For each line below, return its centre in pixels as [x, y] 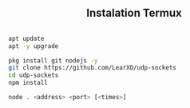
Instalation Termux [134, 13]
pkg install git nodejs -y [53, 60]
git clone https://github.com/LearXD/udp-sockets [93, 68]
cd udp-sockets [34, 75]
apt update [26, 38]
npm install [28, 83]
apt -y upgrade [34, 46]
